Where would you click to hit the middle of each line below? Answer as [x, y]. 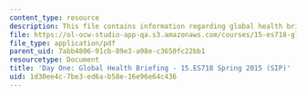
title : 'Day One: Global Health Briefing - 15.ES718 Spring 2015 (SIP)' [150, 69]
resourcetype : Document [55, 60]
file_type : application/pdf [63, 43]
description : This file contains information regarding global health [146, 26]
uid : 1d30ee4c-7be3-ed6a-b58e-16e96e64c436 [93, 77]
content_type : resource [55, 18]
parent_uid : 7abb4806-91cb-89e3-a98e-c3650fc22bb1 [107, 52]
